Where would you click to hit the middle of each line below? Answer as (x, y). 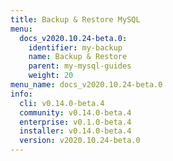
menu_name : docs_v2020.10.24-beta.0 (86, 85)
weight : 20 (51, 76)
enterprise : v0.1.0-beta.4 (75, 122)
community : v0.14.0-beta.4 (75, 112)
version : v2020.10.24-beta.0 (80, 141)
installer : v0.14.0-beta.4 (75, 131)
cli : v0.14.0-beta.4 (62, 103)
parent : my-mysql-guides (80, 66)
